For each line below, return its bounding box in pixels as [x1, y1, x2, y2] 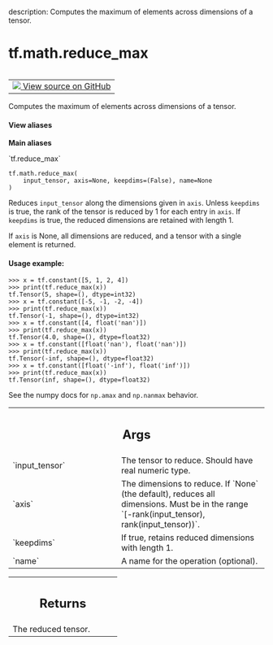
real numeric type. [121, 464, 191, 476]
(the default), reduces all [121, 488, 215, 499]
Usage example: [8, 258, 65, 268]
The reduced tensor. [12, 624, 91, 635]
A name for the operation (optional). [121, 555, 258, 566]
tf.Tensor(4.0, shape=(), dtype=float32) [8, 333, 151, 342]
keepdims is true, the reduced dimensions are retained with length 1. [8, 216, 234, 225]
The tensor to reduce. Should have [121, 455, 253, 466]
